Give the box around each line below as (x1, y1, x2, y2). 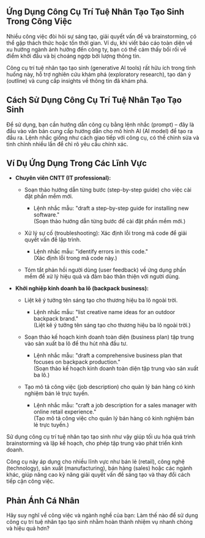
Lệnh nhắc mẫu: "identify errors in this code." (33, 248, 148, 255)
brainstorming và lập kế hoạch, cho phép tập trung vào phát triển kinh (6, 440, 182, 447)
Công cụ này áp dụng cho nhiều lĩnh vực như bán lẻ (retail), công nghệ (6, 458, 185, 466)
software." (33, 211, 60, 218)
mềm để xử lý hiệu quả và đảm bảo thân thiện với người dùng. (24, 273, 181, 280)
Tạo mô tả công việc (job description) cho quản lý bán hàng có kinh (24, 383, 195, 391)
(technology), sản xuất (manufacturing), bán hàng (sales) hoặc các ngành (6, 464, 193, 472)
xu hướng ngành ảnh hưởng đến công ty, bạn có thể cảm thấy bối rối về (6, 45, 187, 53)
